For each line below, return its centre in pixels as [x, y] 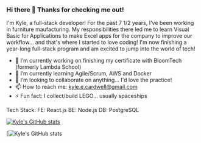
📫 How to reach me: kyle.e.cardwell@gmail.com [76, 87]
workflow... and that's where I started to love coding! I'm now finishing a [97, 43]
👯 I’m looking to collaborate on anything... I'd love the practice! [93, 80]
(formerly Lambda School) [48, 67]
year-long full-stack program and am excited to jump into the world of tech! [101, 49]
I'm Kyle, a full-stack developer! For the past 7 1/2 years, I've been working [100, 23]
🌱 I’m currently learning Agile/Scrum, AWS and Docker [83, 74]
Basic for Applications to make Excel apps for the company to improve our [99, 36]
